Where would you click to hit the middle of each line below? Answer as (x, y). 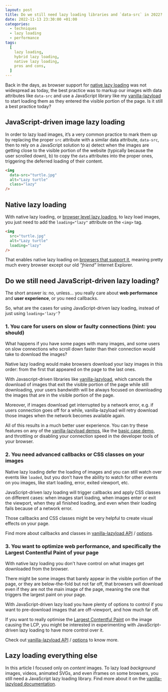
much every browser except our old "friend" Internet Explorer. (69, 265)
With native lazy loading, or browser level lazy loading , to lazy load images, (83, 217)
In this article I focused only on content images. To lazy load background (80, 668)
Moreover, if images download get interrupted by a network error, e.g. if (79, 405)
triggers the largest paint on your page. (46, 595)
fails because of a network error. (39, 508)
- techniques (23, 29)
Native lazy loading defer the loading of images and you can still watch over (83, 472)
